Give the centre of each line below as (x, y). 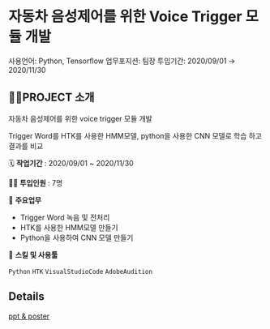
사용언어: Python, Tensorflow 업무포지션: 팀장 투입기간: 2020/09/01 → (122, 61)
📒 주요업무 (25, 200)
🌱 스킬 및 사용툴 (33, 254)
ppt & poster (29, 316)
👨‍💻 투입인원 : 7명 (36, 182)
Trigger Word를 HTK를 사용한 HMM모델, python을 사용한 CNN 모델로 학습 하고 (135, 135)
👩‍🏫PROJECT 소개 (51, 98)
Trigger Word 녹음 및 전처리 (65, 217)
